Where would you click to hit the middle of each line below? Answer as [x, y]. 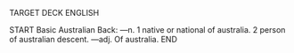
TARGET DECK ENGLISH [54, 13]
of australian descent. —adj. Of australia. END [94, 39]
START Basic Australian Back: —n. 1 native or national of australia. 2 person [147, 30]
